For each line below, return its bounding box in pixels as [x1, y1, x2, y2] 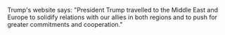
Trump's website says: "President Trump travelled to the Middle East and [7, 6, 219, 14]
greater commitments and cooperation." [7, 21, 123, 28]
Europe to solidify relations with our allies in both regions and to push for [7, 13, 218, 21]
